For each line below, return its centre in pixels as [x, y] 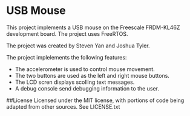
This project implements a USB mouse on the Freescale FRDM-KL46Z [93, 27]
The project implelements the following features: [67, 57]
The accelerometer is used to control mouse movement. [85, 69]
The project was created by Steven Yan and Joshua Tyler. [78, 46]
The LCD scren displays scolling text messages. [75, 82]
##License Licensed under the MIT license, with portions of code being [95, 100]
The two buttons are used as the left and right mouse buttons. [92, 75]
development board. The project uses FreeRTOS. [67, 33]
